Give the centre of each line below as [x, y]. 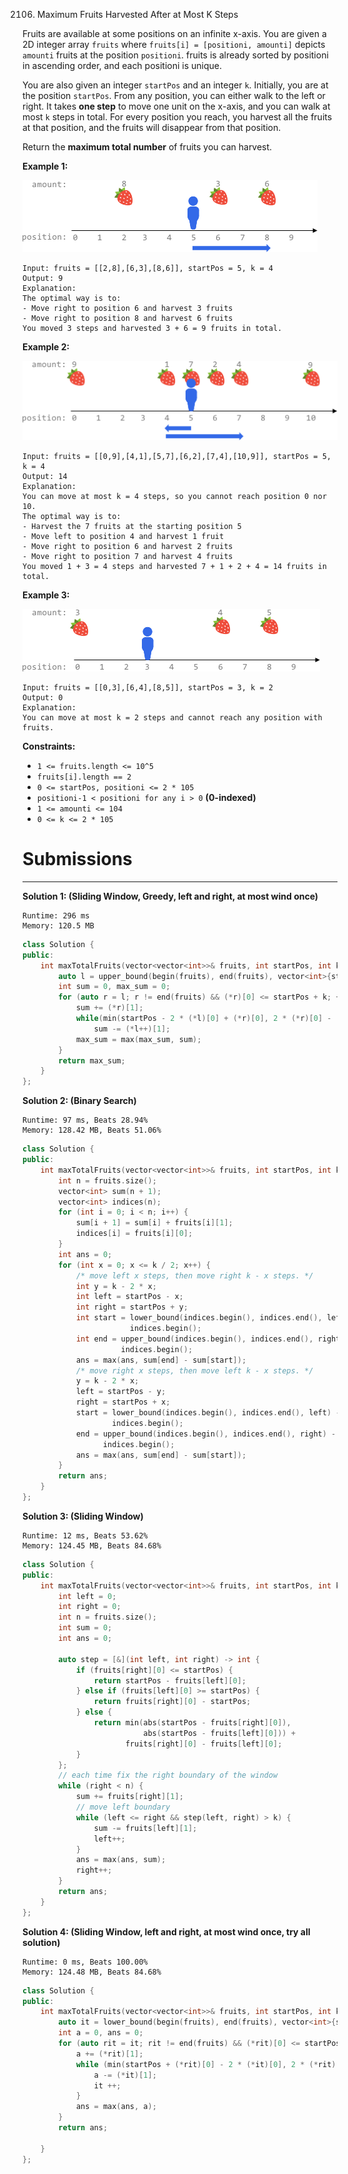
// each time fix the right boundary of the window [168, 1775]
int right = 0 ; [90, 1607]
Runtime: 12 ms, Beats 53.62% [85, 1535]
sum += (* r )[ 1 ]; [109, 1008]
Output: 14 [45, 476]
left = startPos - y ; [121, 1392]
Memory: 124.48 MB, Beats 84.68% [92, 1972]
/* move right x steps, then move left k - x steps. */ [194, 1370]
